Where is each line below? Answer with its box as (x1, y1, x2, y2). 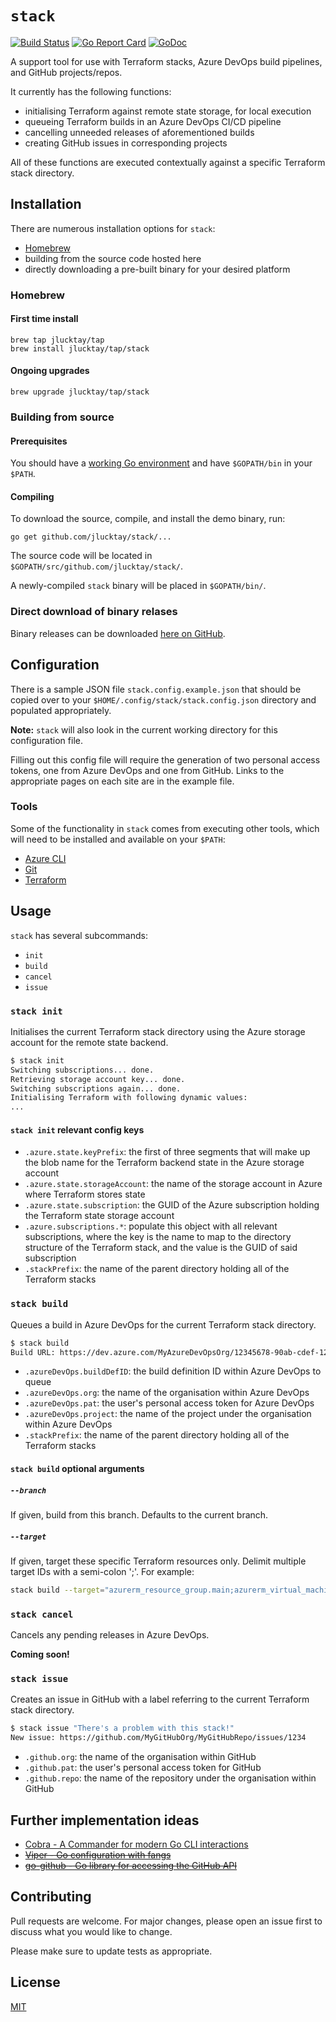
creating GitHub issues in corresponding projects (24, 137, 228, 149)
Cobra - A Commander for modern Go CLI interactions (24, 1838, 249, 1850)
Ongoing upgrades (10, 365, 90, 377)
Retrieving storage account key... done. (10, 1074, 186, 1084)
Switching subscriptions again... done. (10, 1083, 182, 1094)
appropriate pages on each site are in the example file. (10, 775, 235, 787)
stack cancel (10, 1608, 74, 1620)
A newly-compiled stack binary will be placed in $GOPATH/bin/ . (10, 580, 267, 592)
